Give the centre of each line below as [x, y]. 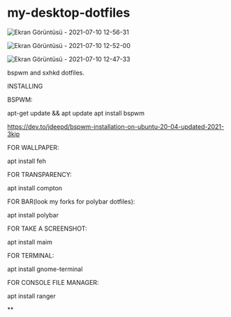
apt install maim [30, 242]
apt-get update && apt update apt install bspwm [76, 113]
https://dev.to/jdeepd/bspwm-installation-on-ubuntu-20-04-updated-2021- [116, 126]
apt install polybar [33, 215]
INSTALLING [25, 86]
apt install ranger [31, 296]
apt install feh [27, 161]
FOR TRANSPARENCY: [39, 174]
